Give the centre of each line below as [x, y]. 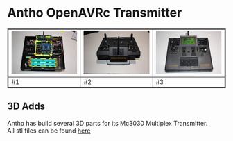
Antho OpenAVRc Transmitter [95, 13]
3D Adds [26, 107]
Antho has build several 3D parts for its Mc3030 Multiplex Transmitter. [107, 123]
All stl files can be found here [49, 131]
